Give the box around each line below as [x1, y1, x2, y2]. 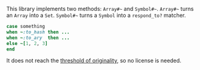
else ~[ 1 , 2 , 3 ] [6, 40, 48, 46]
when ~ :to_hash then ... [6, 29, 70, 35]
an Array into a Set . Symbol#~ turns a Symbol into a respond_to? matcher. [6, 12, 186, 19]
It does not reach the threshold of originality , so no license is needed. [6, 57, 182, 65]
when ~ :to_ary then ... [6, 35, 70, 41]
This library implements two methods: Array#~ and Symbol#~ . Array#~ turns [6, 5, 194, 12]
